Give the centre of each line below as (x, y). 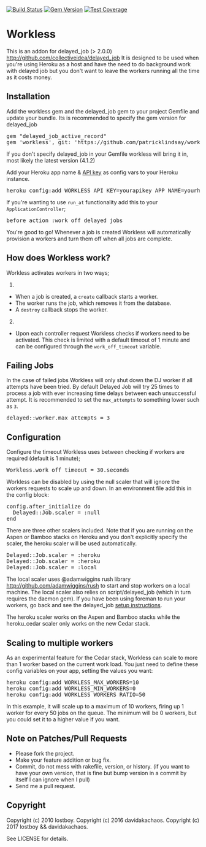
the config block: (28, 495)
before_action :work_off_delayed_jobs (65, 220)
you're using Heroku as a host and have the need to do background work (99, 64)
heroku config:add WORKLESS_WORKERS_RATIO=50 (76, 695)
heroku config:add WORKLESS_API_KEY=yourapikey (79, 190)
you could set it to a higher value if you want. (63, 719)
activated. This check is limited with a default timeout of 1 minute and (102, 340)
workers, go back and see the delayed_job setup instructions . (84, 605)
